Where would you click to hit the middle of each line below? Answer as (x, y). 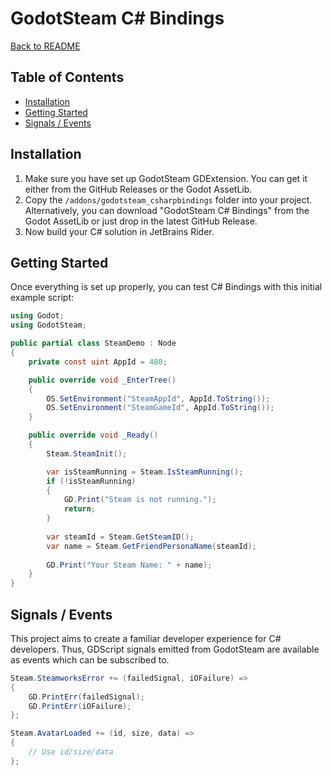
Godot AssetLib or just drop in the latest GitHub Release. (141, 221)
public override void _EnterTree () (102, 380)
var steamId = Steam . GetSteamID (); (120, 537)
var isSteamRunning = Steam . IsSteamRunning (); (145, 472)
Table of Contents (67, 77)
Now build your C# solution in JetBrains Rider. (119, 231)
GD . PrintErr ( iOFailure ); (80, 706)
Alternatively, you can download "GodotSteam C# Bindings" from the (167, 210)
